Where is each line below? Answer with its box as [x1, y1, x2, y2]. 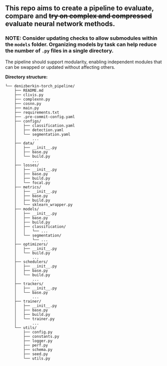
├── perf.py [23, 342, 49, 348]
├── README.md [14, 88, 44, 93]
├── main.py [14, 105, 39, 110]
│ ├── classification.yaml [14, 123, 75, 128]
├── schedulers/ [14, 259, 49, 264]
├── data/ [14, 141, 35, 146]
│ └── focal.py [14, 180, 51, 185]
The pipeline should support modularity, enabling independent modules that [5, 59, 162, 65]
